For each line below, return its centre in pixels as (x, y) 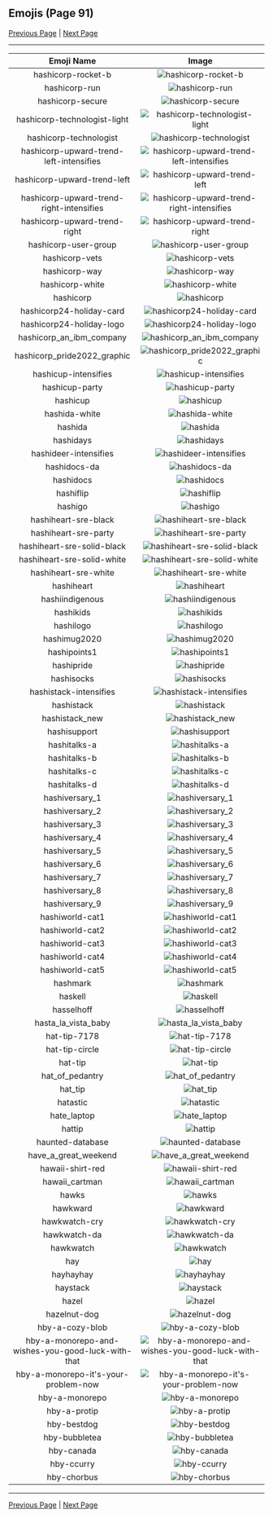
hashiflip (73, 493)
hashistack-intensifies (73, 692)
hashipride (73, 665)
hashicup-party (72, 387)
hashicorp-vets (73, 257)
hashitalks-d (72, 784)
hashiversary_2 (72, 811)
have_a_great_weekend (73, 1155)
